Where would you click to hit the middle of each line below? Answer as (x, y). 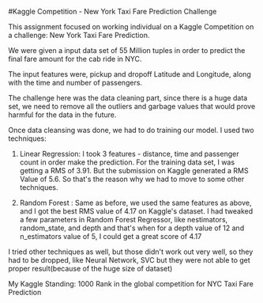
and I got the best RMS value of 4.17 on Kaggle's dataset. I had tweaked (136, 211)
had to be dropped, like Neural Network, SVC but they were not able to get (129, 260)
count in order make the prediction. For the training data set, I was (127, 162)
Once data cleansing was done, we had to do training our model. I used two (131, 130)
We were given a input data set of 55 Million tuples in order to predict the (127, 50)
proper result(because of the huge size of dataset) (90, 269)
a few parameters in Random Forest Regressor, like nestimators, (124, 220)
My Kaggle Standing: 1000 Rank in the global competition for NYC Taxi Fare (131, 284)
